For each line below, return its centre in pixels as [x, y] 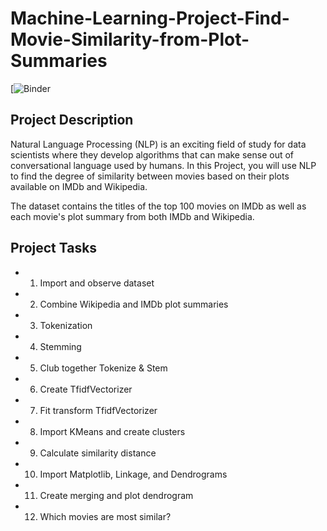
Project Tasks [54, 248]
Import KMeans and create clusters [112, 431]
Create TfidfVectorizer [86, 389]
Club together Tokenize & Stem [103, 368]
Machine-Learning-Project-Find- [150, 18]
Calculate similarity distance [98, 453]
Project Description [72, 120]
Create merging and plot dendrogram [116, 495]
